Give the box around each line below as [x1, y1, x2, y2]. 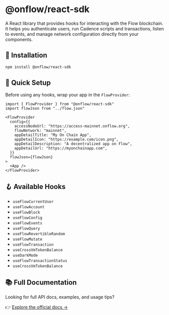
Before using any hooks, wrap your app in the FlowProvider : [5, 92, 130, 98]
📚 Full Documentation [5, 278, 77, 287]
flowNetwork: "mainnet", [14, 128, 67, 133]
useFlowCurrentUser [12, 199, 54, 204]
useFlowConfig [12, 215, 43, 220]
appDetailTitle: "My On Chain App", [14, 132, 92, 138]
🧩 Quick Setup [5, 78, 51, 87]
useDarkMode [12, 253, 38, 258]
